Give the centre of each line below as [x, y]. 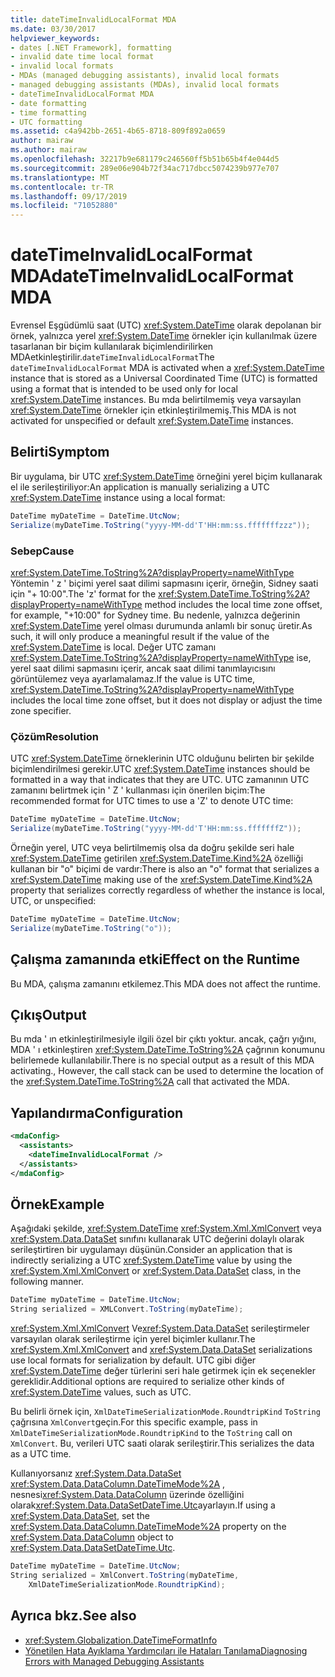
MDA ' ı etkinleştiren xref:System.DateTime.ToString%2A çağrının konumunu [167, 1050]
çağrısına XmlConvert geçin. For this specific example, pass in [134, 1422]
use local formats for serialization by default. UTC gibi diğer [133, 1360]
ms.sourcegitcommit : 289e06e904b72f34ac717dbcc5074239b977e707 [145, 168]
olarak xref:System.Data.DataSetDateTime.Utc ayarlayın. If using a [143, 1505]
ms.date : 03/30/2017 [53, 29]
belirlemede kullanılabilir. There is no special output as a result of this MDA [162, 1060]
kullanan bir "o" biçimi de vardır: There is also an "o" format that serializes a [165, 868]
